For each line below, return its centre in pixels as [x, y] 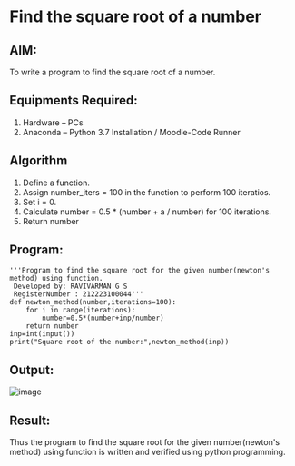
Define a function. [56, 183]
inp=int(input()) [42, 334]
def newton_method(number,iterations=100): [93, 302]
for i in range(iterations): [81, 311]
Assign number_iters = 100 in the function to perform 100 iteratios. [147, 192]
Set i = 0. [39, 202]
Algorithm [39, 161]
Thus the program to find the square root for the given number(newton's [145, 442]
